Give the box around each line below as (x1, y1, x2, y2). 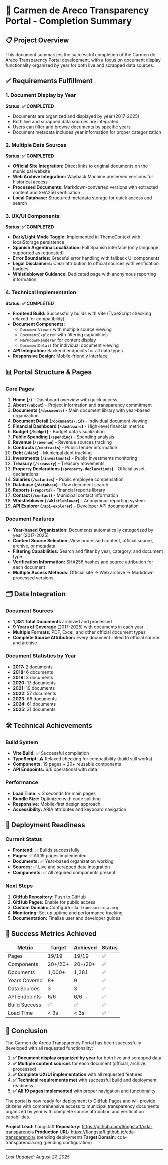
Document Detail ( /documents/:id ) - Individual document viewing (12, 418, 148, 424)
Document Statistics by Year (5, 652, 76, 659)
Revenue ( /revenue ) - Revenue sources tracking (12, 439, 112, 445)
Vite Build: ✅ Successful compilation (12, 750, 89, 756)
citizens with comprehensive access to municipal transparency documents (5, 1103, 159, 1109)
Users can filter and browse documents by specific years (12, 124, 131, 130)
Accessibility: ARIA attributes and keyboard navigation (12, 806, 127, 812)
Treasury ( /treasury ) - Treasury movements (12, 460, 105, 467)
